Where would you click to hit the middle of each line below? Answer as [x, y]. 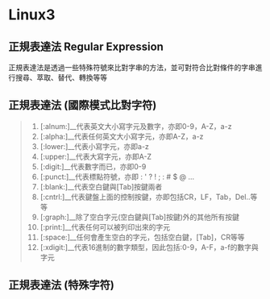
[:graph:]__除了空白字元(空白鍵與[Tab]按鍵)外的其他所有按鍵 [140, 217]
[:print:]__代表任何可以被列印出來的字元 [105, 226]
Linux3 [32, 15]
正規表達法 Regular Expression [86, 46]
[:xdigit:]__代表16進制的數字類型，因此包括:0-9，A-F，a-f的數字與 [150, 247]
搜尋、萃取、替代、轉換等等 [61, 77]
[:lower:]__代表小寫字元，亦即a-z [94, 146]
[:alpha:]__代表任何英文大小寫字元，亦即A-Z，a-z [122, 136]
